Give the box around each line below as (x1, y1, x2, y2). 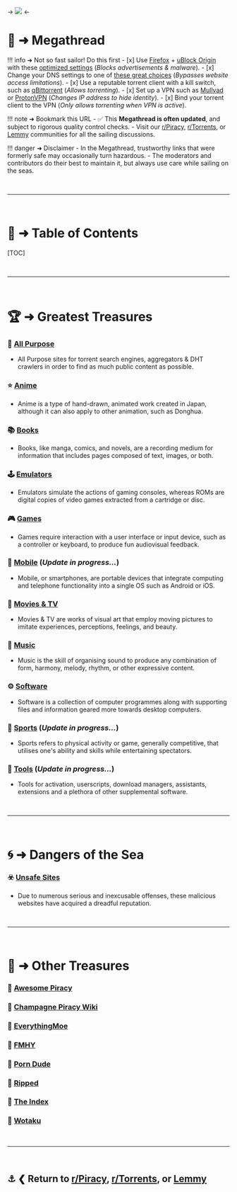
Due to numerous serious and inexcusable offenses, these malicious (17, 891, 217, 900)
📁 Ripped (7, 1078, 39, 1088)
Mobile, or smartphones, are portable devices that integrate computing (17, 573, 224, 582)
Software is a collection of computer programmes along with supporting (17, 697, 227, 706)
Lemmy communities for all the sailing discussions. (7, 130, 155, 138)
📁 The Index (7, 1097, 49, 1107)
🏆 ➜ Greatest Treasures (7, 309, 153, 325)
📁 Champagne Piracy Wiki (7, 1002, 98, 1012)
